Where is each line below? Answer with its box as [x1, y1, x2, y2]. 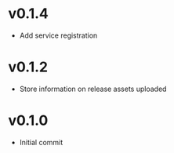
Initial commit [19, 137, 63, 147]
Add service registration [19, 31, 98, 40]
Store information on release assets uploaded [19, 84, 167, 93]
